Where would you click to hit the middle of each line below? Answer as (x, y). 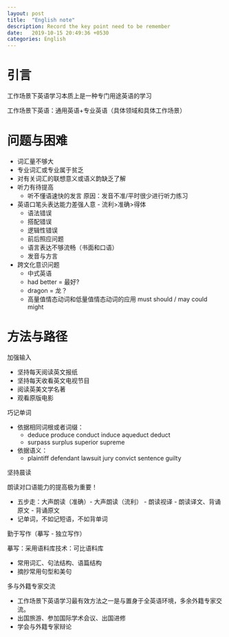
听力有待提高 (35, 187)
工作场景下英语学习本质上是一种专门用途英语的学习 (79, 96)
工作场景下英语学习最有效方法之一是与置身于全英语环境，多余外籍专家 (117, 600)
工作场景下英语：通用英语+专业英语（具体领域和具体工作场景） (97, 110)
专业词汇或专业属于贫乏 (50, 170)
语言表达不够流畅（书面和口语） (73, 247)
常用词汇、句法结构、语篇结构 (59, 563)
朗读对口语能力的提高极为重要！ (52, 487)
